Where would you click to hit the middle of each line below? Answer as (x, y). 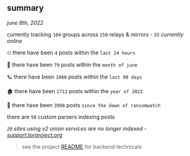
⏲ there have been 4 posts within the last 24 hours (71, 53)
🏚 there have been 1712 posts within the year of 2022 (75, 91)
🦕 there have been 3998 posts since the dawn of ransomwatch (84, 105)
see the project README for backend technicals (82, 146)
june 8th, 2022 (25, 22)
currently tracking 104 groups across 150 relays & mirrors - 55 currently (95, 34)
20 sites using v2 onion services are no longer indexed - (77, 128)
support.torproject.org (35, 135)
